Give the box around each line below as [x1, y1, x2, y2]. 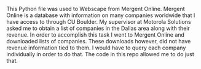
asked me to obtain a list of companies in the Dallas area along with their [6, 24, 191, 32]
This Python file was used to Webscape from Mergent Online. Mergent [6, 5, 186, 12]
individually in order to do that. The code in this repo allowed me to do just [6, 51, 195, 57]
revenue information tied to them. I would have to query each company [6, 44, 186, 51]
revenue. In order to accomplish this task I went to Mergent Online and [6, 31, 184, 38]
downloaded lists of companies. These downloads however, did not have [6, 38, 191, 45]
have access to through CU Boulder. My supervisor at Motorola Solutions [6, 18, 192, 25]
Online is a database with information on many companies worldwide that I [6, 12, 195, 19]
